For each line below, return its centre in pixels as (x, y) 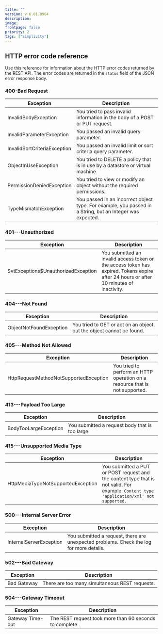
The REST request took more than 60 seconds (103, 618)
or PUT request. (94, 123)
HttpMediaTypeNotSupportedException (52, 484)
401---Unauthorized (30, 232)
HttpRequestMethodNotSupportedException (58, 378)
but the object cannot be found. (108, 330)
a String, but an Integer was (108, 211)
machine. (87, 171)
